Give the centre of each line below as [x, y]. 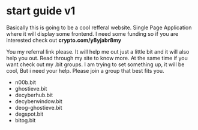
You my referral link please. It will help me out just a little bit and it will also [98, 51]
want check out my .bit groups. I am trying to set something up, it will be [95, 64]
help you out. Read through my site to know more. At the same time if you [97, 58]
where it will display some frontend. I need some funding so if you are [92, 33]
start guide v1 [41, 11]
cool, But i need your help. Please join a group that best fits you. [85, 70]
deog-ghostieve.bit [38, 107]
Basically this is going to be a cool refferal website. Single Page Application [99, 27]
